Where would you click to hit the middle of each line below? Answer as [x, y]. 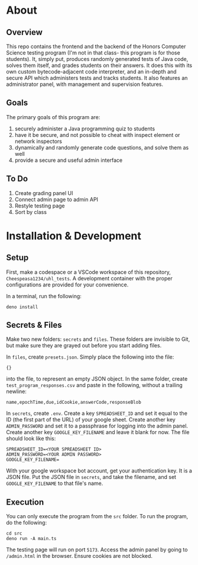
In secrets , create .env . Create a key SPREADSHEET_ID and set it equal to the [97, 413]
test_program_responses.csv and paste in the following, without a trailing [94, 385]
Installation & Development [74, 236]
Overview [25, 32]
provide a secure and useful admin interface [69, 160]
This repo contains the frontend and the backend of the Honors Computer [96, 46]
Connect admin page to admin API [56, 199]
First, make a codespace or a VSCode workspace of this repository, [89, 272]
